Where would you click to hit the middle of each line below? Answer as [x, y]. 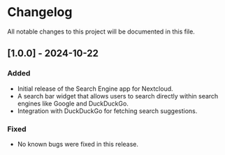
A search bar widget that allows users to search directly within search [118, 96]
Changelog [40, 12]
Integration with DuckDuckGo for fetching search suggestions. [107, 111]
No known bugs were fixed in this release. [78, 144]
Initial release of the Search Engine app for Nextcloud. [95, 89]
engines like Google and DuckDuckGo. [73, 103]
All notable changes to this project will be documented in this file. [101, 31]
